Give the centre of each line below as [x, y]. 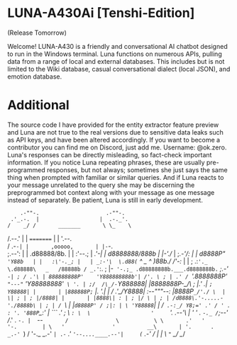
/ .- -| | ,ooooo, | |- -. [60, 246]
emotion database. [35, 77]
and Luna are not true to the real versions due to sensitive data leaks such [115, 132]
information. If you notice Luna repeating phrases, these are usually [106, 162]
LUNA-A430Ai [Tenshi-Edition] [101, 13]
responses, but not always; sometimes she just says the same [137, 170]
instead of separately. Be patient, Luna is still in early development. [105, 200]
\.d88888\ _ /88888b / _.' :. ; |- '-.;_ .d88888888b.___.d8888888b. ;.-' [118, 268]
